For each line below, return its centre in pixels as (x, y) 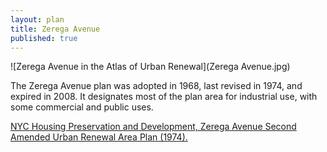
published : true (44, 38)
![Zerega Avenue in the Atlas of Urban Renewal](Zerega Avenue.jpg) (150, 67)
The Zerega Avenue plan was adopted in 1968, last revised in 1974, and (156, 86)
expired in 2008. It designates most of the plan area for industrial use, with (164, 97)
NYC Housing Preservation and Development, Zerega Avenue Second (153, 127)
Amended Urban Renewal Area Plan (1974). (99, 137)
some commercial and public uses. (82, 107)
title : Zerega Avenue (55, 29)
